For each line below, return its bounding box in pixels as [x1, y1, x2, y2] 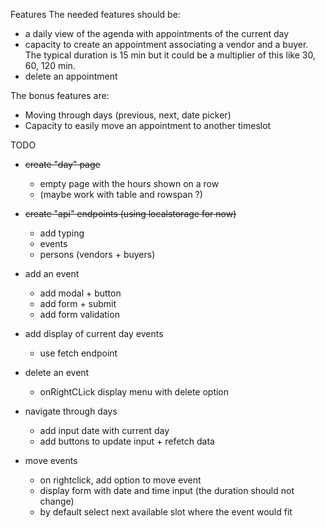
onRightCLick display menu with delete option [39, 386, 230, 398]
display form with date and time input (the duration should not [39, 485, 295, 496]
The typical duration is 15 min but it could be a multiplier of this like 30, [24, 49, 316, 61]
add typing [39, 227, 85, 239]
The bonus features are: [10, 90, 110, 101]
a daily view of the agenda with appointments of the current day [24, 28, 290, 39]
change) [39, 495, 75, 507]
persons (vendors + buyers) [39, 249, 156, 260]
